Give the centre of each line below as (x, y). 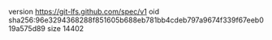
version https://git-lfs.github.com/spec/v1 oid (84, 12)
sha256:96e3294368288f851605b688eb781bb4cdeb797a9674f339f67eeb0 (136, 20)
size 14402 (66, 28)
